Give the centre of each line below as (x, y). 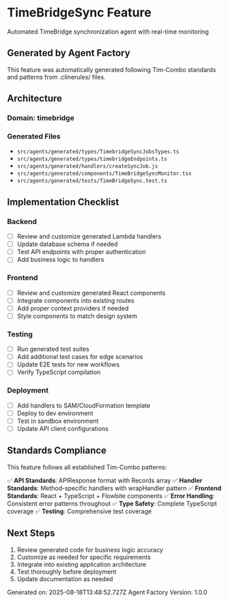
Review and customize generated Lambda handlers (89, 236)
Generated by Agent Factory (69, 53)
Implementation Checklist (63, 202)
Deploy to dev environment (55, 413)
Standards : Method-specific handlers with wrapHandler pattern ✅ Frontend (114, 488)
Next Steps (31, 533)
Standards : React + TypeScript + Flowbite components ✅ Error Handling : (111, 495)
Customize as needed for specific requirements (84, 557)
